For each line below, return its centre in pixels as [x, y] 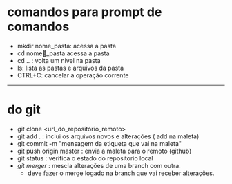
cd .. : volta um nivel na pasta [59, 60]
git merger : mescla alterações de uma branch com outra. [99, 165]
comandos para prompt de [85, 12]
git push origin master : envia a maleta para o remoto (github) [104, 151]
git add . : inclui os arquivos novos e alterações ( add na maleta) [108, 136]
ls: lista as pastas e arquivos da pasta [70, 68]
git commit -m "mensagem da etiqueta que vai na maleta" [99, 143]
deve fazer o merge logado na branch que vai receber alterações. [121, 173]
